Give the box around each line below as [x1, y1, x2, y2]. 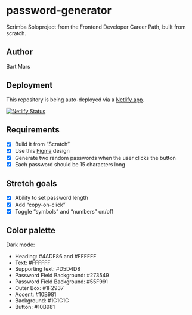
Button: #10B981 [14, 304, 55, 311]
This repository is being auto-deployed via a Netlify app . [6, 96, 145, 103]
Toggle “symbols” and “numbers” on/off [14, 208, 114, 215]
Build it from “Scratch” [14, 141, 70, 148]
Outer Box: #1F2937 [14, 285, 64, 292]
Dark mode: [6, 241, 35, 248]
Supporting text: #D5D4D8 [14, 265, 80, 273]
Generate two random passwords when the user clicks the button [14, 154, 176, 161]
